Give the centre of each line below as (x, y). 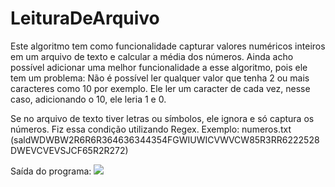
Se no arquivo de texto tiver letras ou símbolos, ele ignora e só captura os (162, 118)
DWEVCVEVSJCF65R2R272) (69, 150)
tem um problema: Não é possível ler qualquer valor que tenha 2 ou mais (160, 78)
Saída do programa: (51, 171)
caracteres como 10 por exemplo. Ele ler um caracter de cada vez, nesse (160, 88)
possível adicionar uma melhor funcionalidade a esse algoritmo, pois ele (159, 67)
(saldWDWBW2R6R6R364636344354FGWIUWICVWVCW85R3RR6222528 (165, 139)
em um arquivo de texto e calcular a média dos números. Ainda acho (152, 56)
